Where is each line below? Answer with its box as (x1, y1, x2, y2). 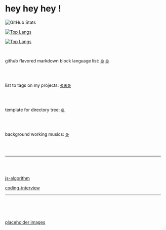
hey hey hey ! (5, 3, 61, 14)
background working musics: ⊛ (5, 131, 69, 137)
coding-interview (5, 184, 41, 191)
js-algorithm (5, 175, 30, 181)
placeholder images (5, 219, 45, 225)
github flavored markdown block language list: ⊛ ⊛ (5, 57, 109, 63)
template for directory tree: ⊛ (5, 107, 65, 113)
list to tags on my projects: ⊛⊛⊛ (5, 82, 71, 88)
